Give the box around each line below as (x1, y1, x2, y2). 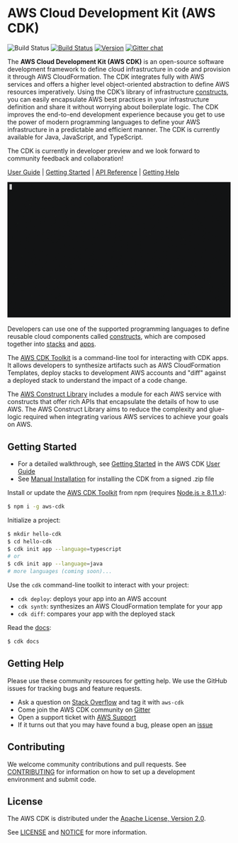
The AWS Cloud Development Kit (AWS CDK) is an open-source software (7, 57, 225, 65)
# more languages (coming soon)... (7, 568, 113, 575)
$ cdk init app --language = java (7, 560, 103, 567)
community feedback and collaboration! (7, 154, 124, 163)
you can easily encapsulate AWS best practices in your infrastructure (7, 94, 210, 104)
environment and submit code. (7, 775, 97, 783)
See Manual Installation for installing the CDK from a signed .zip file (17, 474, 215, 483)
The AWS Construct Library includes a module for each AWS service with (7, 390, 222, 398)
